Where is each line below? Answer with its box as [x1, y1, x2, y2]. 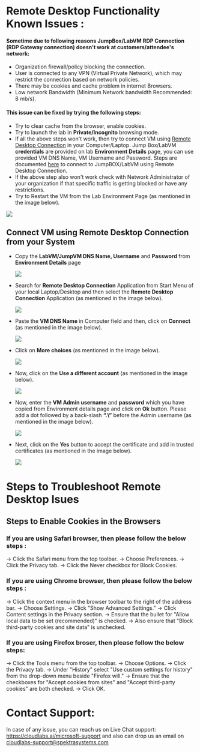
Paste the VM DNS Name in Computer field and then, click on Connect [14, 317, 191, 325]
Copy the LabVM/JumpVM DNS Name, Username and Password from [14, 253, 190, 260]
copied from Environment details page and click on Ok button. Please [14, 405, 187, 412]
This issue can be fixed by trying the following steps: [6, 109, 141, 116]
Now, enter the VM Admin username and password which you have [14, 399, 185, 406]
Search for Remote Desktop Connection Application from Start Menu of [14, 282, 194, 289]
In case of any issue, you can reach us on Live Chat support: [6, 726, 156, 733]
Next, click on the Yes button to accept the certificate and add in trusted [14, 441, 194, 448]
